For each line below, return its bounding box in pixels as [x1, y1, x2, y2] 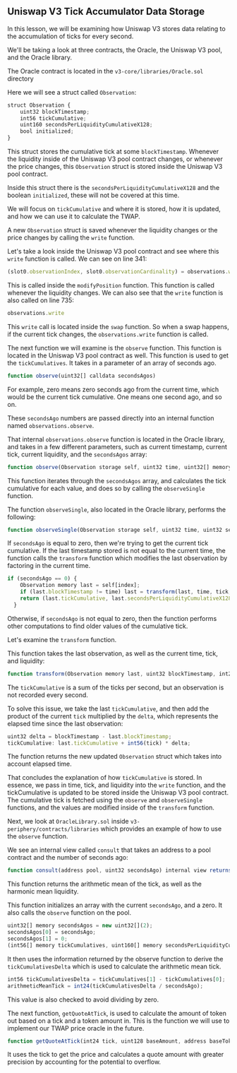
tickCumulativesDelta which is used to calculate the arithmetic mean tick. [7, 962, 221, 971]
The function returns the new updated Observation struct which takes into [7, 752, 222, 761]
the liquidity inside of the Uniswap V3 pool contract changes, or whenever [7, 155, 224, 163]
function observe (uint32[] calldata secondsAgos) [7, 372, 157, 379]
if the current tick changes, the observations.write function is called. [7, 330, 209, 338]
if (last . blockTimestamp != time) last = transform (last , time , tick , [20, 588, 232, 595]
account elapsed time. [7, 759, 72, 769]
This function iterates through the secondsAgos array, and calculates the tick [7, 476, 227, 485]
